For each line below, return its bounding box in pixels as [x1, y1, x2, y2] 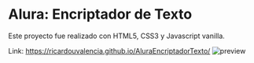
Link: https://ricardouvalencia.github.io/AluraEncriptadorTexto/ [8, 46, 211, 55]
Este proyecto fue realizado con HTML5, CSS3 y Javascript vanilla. [8, 31, 226, 40]
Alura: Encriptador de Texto [8, 5, 193, 23]
